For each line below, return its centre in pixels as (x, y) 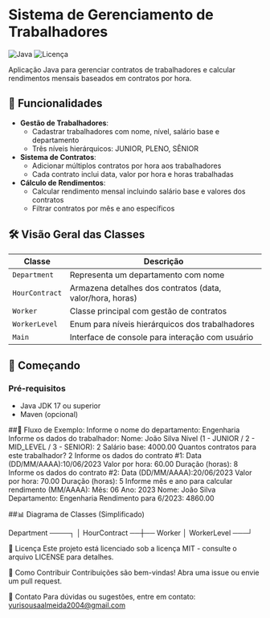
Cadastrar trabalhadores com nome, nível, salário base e (126, 131)
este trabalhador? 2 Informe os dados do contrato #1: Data (105, 456)
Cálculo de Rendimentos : (63, 182)
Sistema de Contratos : (58, 157)
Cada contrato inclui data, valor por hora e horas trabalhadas (133, 174)
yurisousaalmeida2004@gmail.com (67, 605)
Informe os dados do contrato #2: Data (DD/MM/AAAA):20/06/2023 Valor (130, 473)
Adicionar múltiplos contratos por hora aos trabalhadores (127, 166)
